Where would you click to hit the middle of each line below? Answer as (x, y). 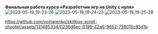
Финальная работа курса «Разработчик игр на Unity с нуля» (70, 7)
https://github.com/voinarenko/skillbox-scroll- (51, 22)
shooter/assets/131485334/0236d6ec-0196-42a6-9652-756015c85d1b (77, 27)
